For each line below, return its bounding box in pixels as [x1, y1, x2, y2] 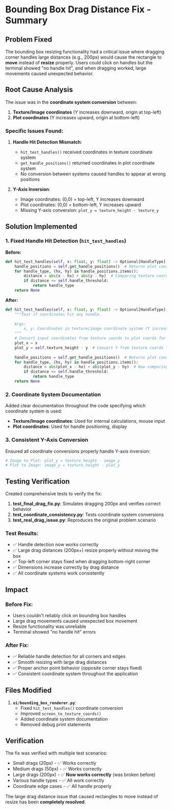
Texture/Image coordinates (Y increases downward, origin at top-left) [12, 109, 162, 115]
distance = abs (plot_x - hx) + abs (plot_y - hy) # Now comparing [24, 364, 168, 370]
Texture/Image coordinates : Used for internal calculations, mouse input [12, 418, 165, 424]
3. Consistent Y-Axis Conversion [5, 436, 89, 443]
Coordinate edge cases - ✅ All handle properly [12, 783, 112, 789]
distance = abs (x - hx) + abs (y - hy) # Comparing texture [24, 274, 155, 279]
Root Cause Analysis [5, 85, 73, 94]
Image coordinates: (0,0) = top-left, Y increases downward [20, 196, 144, 203]
